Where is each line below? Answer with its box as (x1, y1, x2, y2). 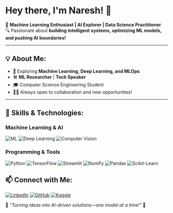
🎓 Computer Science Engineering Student (12, 82, 104, 88)
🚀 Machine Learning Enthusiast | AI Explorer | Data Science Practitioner (5, 22, 161, 28)
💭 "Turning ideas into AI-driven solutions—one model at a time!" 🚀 (5, 202, 146, 208)
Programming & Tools (5, 148, 61, 156)
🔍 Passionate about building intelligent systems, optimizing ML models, (5, 27, 162, 33)
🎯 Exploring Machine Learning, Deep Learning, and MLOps (12, 68, 140, 74)
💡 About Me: (5, 54, 46, 63)
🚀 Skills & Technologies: (5, 109, 84, 118)
